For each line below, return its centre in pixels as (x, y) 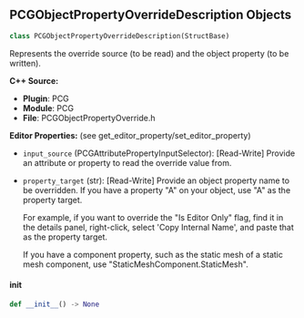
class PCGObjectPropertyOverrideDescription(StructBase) (120, 36)
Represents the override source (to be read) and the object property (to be (149, 53)
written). (25, 63)
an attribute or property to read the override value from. (127, 162)
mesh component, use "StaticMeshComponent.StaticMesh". (135, 264)
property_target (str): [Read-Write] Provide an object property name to (156, 180)
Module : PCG (48, 108)
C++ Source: (34, 80)
